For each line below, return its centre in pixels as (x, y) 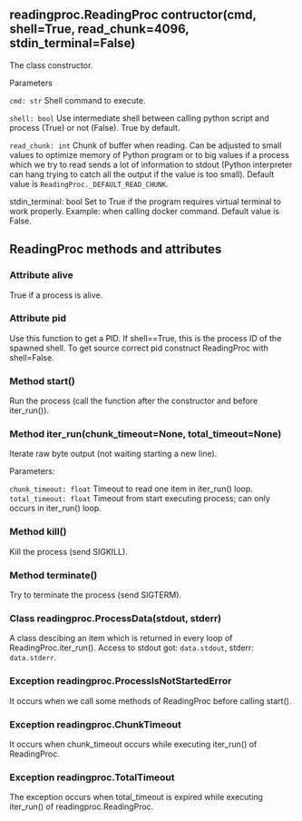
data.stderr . (33, 658)
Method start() (42, 381)
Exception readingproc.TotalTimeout (92, 777)
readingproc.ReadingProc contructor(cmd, (133, 15)
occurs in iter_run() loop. (55, 509)
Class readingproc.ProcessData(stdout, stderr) (116, 618)
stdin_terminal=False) (73, 43)
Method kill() (38, 532)
